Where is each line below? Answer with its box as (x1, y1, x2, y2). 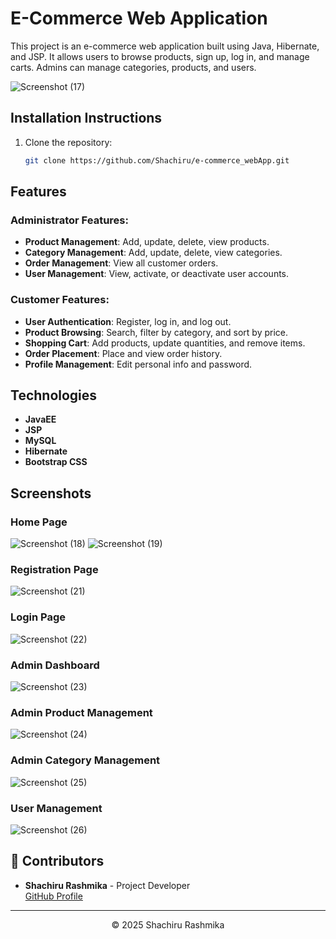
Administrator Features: (10, 213, 129, 227)
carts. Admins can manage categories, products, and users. (10, 61, 257, 73)
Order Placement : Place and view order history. (24, 347, 223, 359)
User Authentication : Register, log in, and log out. (24, 315, 232, 327)
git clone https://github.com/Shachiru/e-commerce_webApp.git (24, 155, 290, 166)
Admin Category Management (10, 753, 161, 767)
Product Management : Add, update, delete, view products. (24, 236, 270, 248)
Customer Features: (10, 293, 110, 307)
